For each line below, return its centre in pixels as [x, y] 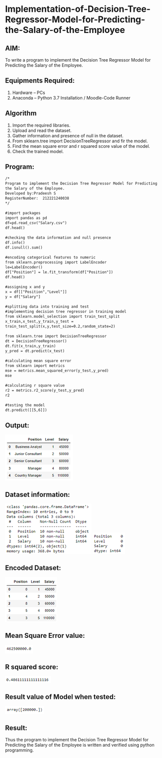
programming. [19, 750]
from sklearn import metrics [35, 366]
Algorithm [21, 114]
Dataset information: [38, 494]
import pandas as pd [26, 218]
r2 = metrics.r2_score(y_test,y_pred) [45, 391]
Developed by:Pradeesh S [31, 194]
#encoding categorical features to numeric [50, 258]
